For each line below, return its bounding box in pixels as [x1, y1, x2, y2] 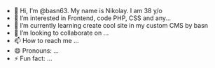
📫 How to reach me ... [13, 37, 79, 44]
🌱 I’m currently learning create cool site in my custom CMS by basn [13, 22, 209, 29]
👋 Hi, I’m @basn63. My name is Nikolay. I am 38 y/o [13, 7, 162, 15]
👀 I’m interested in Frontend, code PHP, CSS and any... [13, 14, 172, 22]
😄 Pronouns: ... [13, 46, 60, 55]
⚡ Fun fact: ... [13, 54, 53, 62]
